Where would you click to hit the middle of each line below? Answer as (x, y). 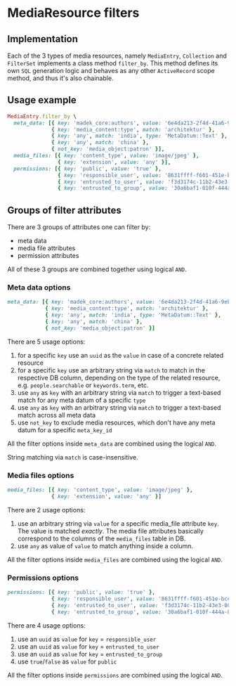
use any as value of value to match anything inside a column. (105, 545)
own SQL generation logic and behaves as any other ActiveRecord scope (111, 71)
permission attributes (48, 256)
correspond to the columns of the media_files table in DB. (101, 538)
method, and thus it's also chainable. (60, 78)
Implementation (43, 39)
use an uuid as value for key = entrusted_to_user (88, 646)
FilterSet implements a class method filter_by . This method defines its (113, 63)
